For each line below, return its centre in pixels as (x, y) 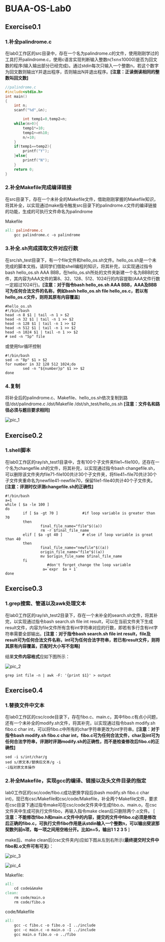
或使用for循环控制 (23, 346)
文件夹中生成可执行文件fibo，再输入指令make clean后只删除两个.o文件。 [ (80, 811)
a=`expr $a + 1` (60, 569)
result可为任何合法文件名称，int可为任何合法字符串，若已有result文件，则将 (82, 640)
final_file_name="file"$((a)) (71, 526)
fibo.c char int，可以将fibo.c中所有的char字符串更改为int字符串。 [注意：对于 (82, 729)
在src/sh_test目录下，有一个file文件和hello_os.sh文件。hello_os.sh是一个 (79, 260)
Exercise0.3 (24, 589)
